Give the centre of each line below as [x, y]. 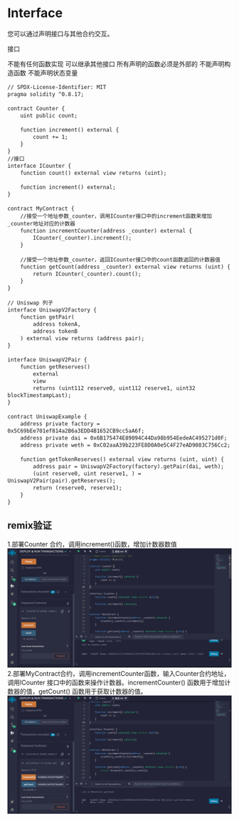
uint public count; [49, 115]
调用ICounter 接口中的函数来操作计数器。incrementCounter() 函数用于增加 [116, 683]
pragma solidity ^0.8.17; [46, 94]
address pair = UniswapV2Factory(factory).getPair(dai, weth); [128, 466]
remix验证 [30, 525]
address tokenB [55, 331]
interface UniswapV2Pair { [47, 360]
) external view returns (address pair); [82, 338]
